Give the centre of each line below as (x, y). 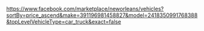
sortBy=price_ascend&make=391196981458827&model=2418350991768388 (102, 15)
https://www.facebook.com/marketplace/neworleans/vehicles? (85, 9)
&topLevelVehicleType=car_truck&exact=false (64, 22)
